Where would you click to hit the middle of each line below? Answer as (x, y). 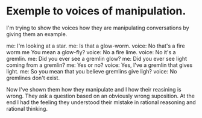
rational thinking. (27, 108)
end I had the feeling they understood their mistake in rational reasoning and (101, 102)
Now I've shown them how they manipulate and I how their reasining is (94, 89)
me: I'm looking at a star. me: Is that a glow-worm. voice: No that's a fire (96, 46)
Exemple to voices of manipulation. (96, 11)
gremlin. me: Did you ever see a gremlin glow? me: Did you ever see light (97, 58)
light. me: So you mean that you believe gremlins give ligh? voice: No (92, 71)
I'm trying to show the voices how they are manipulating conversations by (98, 28)
